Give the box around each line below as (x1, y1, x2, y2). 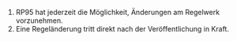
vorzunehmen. (15, 16, 63, 25)
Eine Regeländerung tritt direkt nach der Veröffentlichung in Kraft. (15, 24, 229, 33)
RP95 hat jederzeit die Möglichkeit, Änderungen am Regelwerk (15, 8, 220, 17)
